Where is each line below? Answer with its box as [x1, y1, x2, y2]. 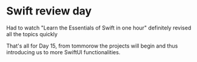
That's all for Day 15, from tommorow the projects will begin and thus [6, 42, 178, 49]
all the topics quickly [6, 30, 58, 37]
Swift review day [6, 4, 92, 18]
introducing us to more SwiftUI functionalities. [6, 48, 121, 55]
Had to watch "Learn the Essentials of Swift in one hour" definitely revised [6, 24, 192, 31]
